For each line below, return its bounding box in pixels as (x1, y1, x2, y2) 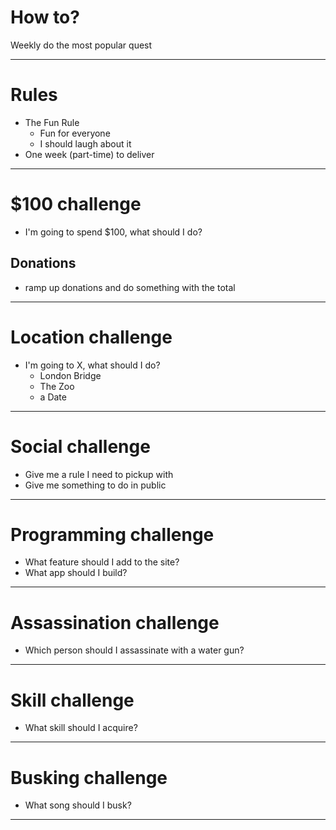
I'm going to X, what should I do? (24, 359, 161, 371)
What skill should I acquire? (24, 722, 138, 734)
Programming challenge (10, 523, 215, 546)
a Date (39, 391, 67, 403)
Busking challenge (10, 766, 168, 789)
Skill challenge (10, 689, 135, 711)
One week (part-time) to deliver (24, 148, 155, 160)
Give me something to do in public (24, 479, 167, 491)
